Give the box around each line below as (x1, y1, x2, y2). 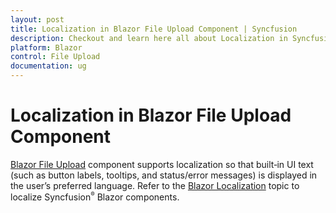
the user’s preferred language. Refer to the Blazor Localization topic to (10, 179, 300, 191)
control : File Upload (10, 52, 101, 62)
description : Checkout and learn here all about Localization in (10, 33, 288, 43)
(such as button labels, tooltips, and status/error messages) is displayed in (10, 169, 318, 181)
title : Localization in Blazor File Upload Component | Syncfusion (10, 24, 298, 34)
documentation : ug (10, 61, 87, 71)
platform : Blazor (10, 42, 83, 53)
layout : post (10, 14, 65, 25)
